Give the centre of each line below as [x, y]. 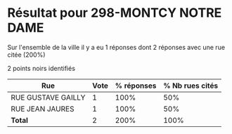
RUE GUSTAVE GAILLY [48, 98]
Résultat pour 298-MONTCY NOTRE [115, 13]
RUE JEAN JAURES [43, 109]
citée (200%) [26, 55]
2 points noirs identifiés [41, 68]
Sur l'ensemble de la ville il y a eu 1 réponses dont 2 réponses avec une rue [116, 47]
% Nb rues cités [191, 86]
